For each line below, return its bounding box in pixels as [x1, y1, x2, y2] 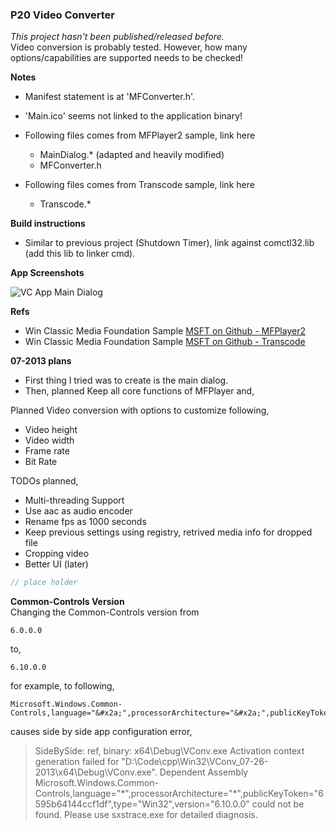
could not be [251, 798, 305, 810]
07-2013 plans [10, 355, 72, 367]
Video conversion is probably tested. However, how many [10, 41, 248, 53]
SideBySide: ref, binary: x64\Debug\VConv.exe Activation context [34, 745, 305, 757]
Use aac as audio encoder [24, 505, 133, 517]
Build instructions [10, 218, 86, 230]
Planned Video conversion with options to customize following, [10, 404, 270, 417]
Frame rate [24, 445, 70, 457]
